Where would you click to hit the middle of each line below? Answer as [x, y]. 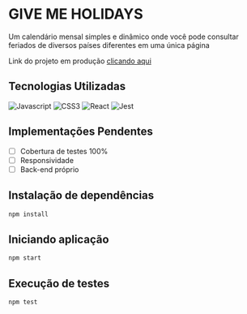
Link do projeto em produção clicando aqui [80, 61]
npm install [28, 214]
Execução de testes [59, 284]
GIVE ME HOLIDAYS [76, 14]
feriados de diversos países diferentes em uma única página [109, 45]
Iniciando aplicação [59, 239]
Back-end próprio [49, 169]
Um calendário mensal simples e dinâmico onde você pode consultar [123, 37]
